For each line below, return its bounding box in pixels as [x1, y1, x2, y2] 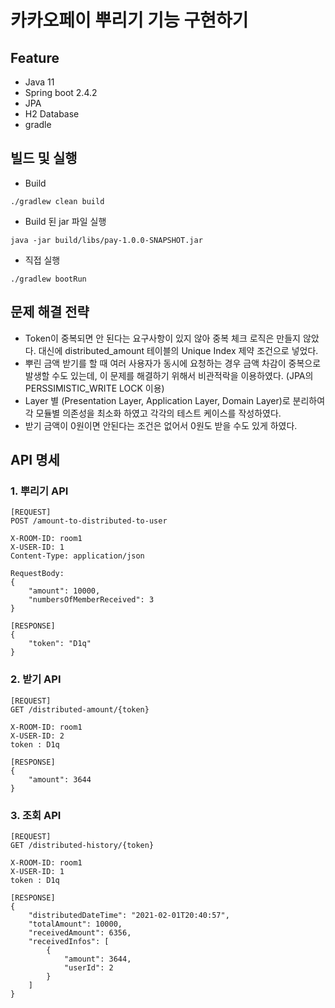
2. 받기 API [10, 672, 62, 686]
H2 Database [24, 108, 80, 120]
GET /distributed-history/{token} [10, 840, 155, 850]
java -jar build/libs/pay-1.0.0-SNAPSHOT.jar [10, 235, 203, 245]
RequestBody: [10, 569, 65, 579]
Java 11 [24, 76, 55, 88]
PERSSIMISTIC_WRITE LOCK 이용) [24, 382, 165, 394]
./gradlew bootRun [10, 274, 87, 284]
